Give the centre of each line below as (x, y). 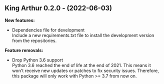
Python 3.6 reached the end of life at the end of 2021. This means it (81, 65)
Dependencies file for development (48, 30)
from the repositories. (34, 40)
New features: (20, 20)
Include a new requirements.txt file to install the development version (83, 35)
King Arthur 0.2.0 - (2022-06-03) (58, 8)
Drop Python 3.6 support (37, 60)
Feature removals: (24, 50)
